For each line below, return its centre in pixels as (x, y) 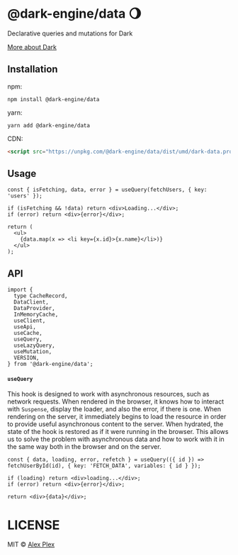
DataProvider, (34, 309)
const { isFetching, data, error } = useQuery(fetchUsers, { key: (107, 190)
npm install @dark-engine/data (53, 99)
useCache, (28, 333)
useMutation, (33, 352)
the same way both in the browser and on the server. (84, 447)
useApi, (25, 327)
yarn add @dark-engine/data (49, 125)
